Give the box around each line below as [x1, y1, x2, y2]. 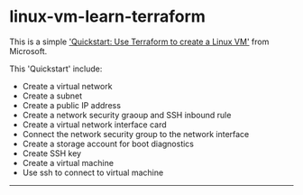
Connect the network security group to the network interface [22, 128, 250, 139]
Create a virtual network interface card [22, 119, 167, 130]
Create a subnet [22, 90, 83, 101]
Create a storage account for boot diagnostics [22, 138, 195, 149]
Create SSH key [22, 147, 82, 159]
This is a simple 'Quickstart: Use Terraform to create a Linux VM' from [9, 36, 270, 47]
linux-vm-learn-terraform [9, 6, 206, 27]
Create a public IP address [22, 99, 122, 110]
